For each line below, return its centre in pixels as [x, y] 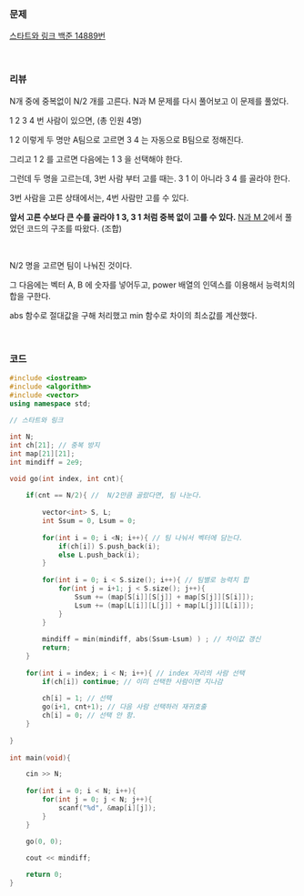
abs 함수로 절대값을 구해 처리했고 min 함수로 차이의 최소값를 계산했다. [133, 315]
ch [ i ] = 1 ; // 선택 [77, 699]
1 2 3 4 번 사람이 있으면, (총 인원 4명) [76, 120]
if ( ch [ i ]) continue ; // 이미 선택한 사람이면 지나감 [132, 681]
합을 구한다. [30, 296]
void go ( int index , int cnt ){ [67, 478]
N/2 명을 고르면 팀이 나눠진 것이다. [71, 265]
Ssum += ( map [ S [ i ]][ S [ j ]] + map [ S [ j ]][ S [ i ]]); [164, 597]
